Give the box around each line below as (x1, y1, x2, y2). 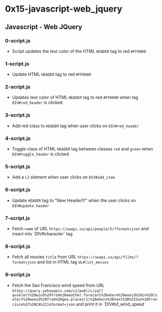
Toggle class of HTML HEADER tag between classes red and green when (12, 146, 153, 152)
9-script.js (5, 271, 30, 278)
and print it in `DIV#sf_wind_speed (76, 301, 145, 307)
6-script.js (5, 186, 30, 193)
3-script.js (5, 112, 30, 118)
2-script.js (5, 83, 30, 90)
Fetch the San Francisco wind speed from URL (12, 282, 105, 288)
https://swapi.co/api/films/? (77, 255, 139, 260)
